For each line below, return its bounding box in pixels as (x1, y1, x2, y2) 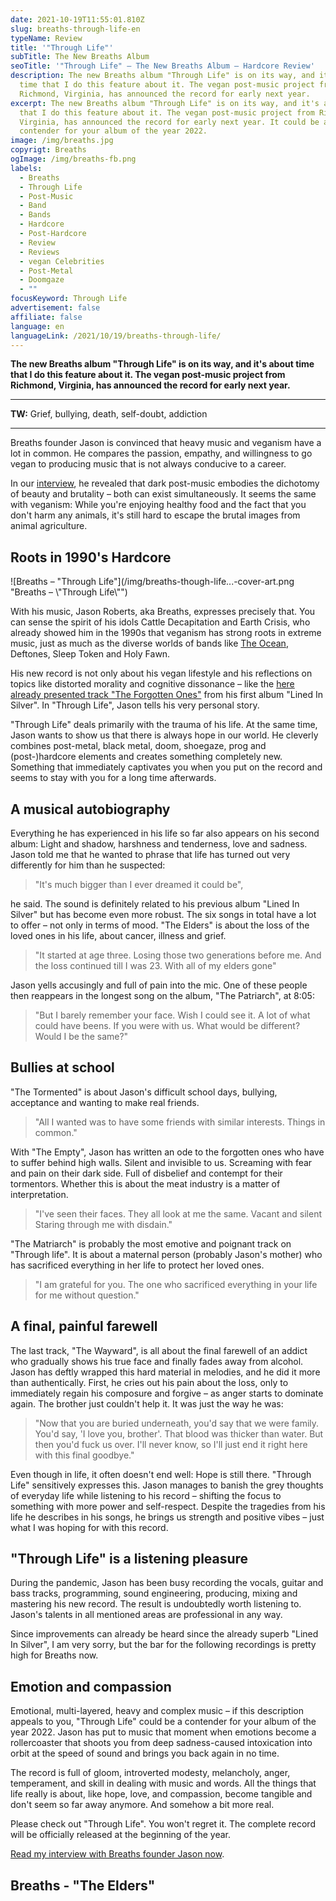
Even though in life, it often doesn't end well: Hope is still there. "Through (10, 1468, 312, 1480)
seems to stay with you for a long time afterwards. (10, 772, 217, 784)
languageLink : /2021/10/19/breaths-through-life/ (10, 331, 222, 341)
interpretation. (10, 1188, 69, 1200)
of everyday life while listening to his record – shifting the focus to (10, 1489, 282, 1501)
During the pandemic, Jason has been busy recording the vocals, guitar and (10, 1577, 324, 1589)
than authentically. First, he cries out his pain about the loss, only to (10, 1376, 289, 1388)
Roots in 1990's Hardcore (10, 549, 172, 566)
